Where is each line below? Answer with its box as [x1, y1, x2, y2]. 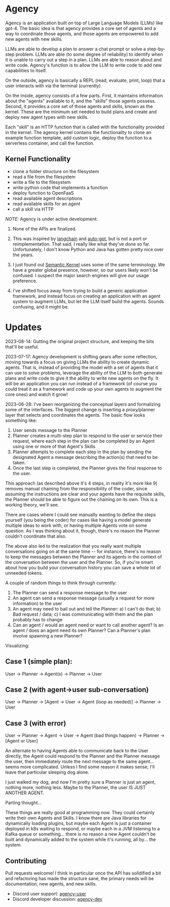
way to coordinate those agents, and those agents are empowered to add [5, 30, 159, 37]
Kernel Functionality [5, 155, 71, 163]
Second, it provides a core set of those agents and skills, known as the [5, 103, 153, 109]
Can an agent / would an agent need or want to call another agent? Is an [12, 622, 164, 628]
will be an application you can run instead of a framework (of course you [5, 380, 157, 386]
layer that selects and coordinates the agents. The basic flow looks [5, 412, 146, 418]
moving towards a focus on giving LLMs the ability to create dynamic [5, 359, 150, 365]
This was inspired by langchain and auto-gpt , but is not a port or [12, 236, 147, 242]
